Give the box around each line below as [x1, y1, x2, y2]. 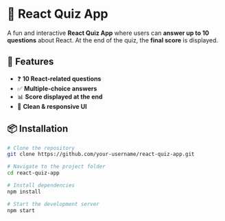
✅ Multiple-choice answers [16, 84, 97, 92]
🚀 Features [7, 56, 54, 68]
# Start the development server [7, 200, 99, 207]
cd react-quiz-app [7, 170, 60, 177]
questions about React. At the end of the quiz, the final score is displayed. [7, 36, 218, 44]
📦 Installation [7, 123, 69, 135]
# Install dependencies [7, 182, 75, 189]
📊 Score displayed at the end [16, 92, 103, 101]
